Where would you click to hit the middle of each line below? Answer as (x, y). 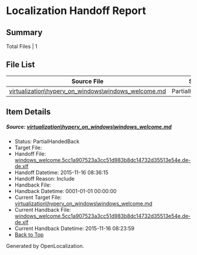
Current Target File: (38, 198)
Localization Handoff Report (76, 11)
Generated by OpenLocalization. (45, 246)
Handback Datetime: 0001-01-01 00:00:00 (66, 191)
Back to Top (29, 235)
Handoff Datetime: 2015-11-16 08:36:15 (61, 173)
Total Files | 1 (22, 46)
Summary (24, 32)
